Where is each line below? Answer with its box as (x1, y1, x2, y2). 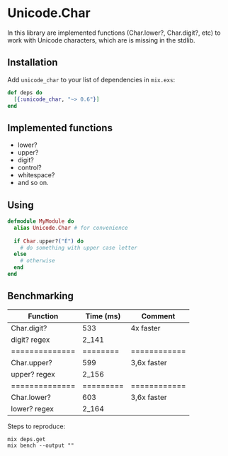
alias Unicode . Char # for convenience (13, 224, 129, 231)
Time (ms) (85, 311, 121, 321)
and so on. (17, 179, 49, 187)
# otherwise (20, 257, 55, 265)
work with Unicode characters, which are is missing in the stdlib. (7, 35, 196, 44)
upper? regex (11, 369, 55, 379)
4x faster (130, 323, 161, 333)
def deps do (7, 89, 42, 96)
